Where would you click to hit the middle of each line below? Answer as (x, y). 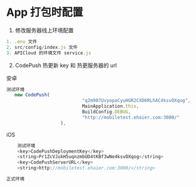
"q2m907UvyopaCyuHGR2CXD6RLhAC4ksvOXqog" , (136, 101)
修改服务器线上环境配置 (44, 30)
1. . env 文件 (22, 42)
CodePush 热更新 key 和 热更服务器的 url (66, 65)
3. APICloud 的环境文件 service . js (49, 53)
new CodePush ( (32, 95)
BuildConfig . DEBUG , (106, 112)
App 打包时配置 (45, 12)
